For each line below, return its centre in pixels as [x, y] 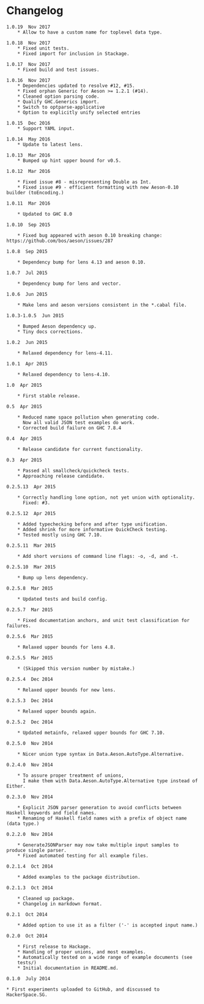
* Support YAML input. [46, 128]
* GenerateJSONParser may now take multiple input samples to [98, 845]
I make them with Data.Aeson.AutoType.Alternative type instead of [110, 781]
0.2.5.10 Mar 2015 [31, 567]
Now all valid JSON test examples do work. [79, 422]
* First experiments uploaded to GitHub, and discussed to [83, 989]
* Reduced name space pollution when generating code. [89, 417]
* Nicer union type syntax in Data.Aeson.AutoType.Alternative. [101, 754]
